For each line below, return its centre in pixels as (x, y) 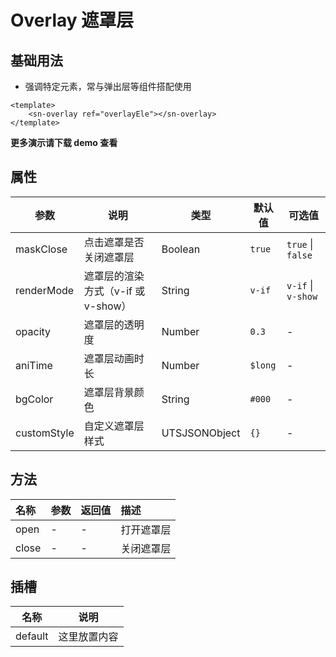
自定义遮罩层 (114, 426)
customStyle (45, 433)
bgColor (34, 399)
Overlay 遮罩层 (72, 20)
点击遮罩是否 (114, 242)
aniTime (34, 365)
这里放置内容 (88, 637)
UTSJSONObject (201, 433)
